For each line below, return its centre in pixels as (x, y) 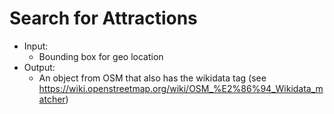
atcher (52, 99)
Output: (39, 67)
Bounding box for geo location (101, 56)
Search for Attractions (103, 18)
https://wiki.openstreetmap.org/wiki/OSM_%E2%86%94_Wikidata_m (181, 88)
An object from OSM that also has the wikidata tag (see (152, 78)
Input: (36, 46)
